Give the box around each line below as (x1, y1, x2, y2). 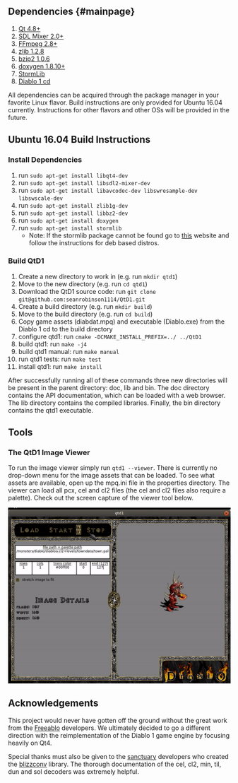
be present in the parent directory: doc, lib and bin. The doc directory (8, 383, 210, 391)
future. (8, 113, 28, 122)
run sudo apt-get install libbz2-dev (18, 208, 129, 217)
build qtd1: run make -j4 (18, 339, 88, 348)
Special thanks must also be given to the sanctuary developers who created (8, 752, 229, 760)
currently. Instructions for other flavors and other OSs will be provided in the (8, 105, 230, 114)
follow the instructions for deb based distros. (28, 238, 160, 247)
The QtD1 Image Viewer (8, 448, 90, 458)
